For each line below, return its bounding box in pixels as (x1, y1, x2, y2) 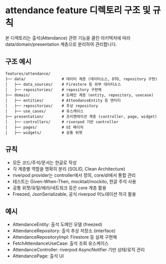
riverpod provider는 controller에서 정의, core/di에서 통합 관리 (12, 172, 136, 178)
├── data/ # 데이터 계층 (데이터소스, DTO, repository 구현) (5, 76, 158, 81)
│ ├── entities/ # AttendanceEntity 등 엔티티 (5, 98, 121, 103)
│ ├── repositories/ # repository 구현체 (5, 87, 102, 92)
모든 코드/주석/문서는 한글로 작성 (12, 160, 77, 166)
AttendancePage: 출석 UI (12, 253, 64, 259)
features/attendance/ (5, 71, 51, 76)
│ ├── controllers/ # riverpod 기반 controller (5, 119, 119, 124)
